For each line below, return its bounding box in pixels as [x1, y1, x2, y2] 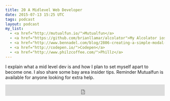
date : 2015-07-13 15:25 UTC [5, 12, 65, 17]
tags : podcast [5, 17, 35, 22]
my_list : [5, 26, 24, 31]
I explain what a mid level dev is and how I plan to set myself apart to [5, 64, 149, 70]
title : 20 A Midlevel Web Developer [5, 7, 82, 13]
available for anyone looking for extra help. [5, 74, 95, 80]
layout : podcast [5, 21, 39, 27]
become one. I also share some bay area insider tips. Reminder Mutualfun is [5, 69, 163, 75]
